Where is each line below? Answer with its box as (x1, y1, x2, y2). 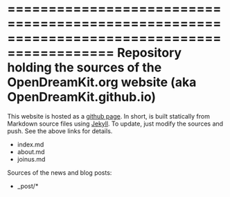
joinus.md (17, 155, 46, 163)
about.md (17, 147, 45, 156)
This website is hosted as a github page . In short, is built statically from (7, 112, 210, 120)
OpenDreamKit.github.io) (7, 89, 156, 105)
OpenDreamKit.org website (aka (7, 74, 197, 90)
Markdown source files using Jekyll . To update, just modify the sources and (7, 119, 224, 128)
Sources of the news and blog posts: (7, 168, 112, 177)
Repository (116, 45, 182, 61)
